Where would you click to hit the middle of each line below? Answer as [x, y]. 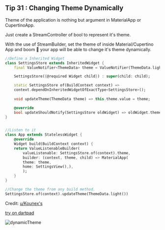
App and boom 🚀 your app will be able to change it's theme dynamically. [78, 49]
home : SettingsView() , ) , [48, 167]
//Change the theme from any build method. [50, 189]
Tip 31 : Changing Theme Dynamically [64, 8]
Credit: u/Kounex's [24, 203]
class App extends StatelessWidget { [44, 135]
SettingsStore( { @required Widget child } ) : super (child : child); [82, 76]
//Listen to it [21, 130]
